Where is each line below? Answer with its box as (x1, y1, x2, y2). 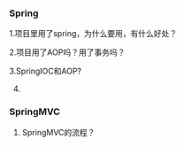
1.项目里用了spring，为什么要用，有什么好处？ (9, 28, 178, 39)
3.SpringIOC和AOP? (9, 65, 82, 77)
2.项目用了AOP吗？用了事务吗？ (9, 47, 126, 58)
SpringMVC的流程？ (21, 127, 96, 137)
